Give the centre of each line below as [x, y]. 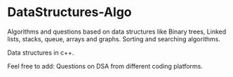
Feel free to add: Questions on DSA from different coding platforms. [105, 66]
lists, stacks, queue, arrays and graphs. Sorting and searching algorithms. [114, 38]
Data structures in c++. [41, 52]
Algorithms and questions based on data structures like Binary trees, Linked [117, 31]
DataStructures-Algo [69, 12]
